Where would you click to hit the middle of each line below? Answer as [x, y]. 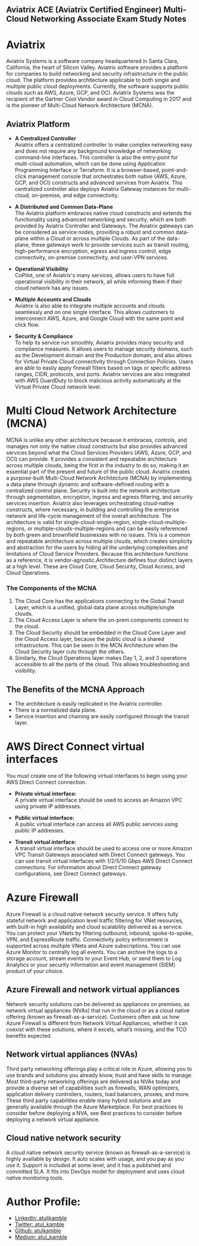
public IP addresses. [40, 831]
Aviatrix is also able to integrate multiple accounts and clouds [90, 306]
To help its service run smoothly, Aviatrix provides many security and [99, 343]
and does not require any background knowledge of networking [93, 151]
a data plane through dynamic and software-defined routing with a [88, 484]
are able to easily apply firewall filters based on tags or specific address [103, 368]
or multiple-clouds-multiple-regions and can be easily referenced [108, 528]
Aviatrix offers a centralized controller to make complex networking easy [103, 145]
